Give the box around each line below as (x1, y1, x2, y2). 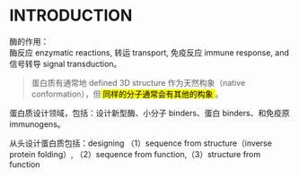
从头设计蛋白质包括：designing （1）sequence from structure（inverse (9, 138, 272, 148)
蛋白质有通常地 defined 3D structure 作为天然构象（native (31, 77, 246, 88)
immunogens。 (9, 118, 66, 130)
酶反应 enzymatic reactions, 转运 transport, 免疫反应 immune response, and (9, 46, 290, 58)
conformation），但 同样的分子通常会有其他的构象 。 (31, 88, 224, 99)
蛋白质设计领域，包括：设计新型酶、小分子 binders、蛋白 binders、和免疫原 (9, 107, 290, 118)
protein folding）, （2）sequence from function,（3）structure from (9, 148, 261, 159)
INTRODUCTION (9, 5, 133, 26)
